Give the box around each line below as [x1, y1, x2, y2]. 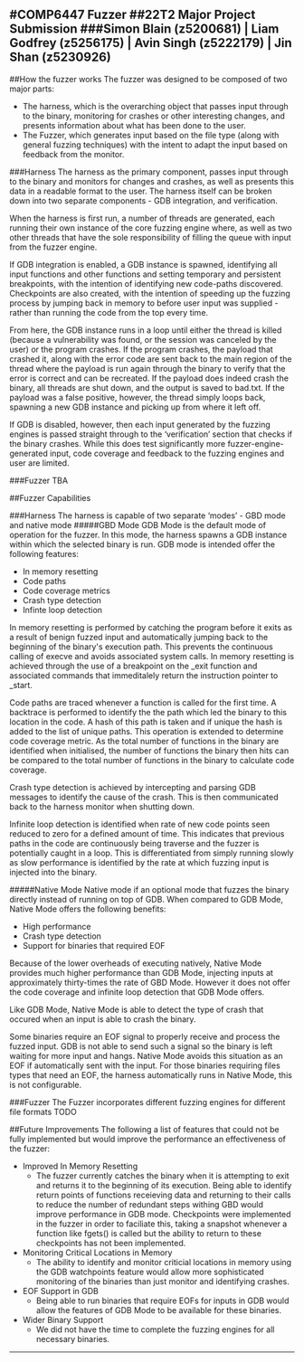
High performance [22, 921, 91, 932]
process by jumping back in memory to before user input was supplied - [9, 298, 279, 308]
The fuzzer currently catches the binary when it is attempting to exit [35, 1170, 290, 1181]
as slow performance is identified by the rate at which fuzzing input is [9, 856, 270, 867]
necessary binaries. [35, 1333, 110, 1344]
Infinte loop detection [22, 604, 102, 615]
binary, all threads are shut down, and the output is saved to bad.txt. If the [9, 382, 285, 393]
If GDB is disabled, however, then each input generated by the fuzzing [9, 419, 271, 430]
